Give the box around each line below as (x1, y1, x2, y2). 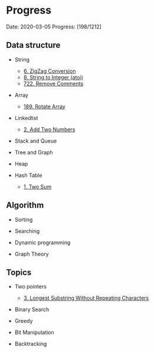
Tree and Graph (14, 148, 53, 156)
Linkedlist (14, 114, 38, 121)
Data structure (6, 40, 61, 50)
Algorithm (6, 200, 44, 210)
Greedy (14, 318, 34, 325)
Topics (6, 267, 32, 277)
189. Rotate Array (23, 103, 66, 110)
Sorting (14, 216, 33, 223)
